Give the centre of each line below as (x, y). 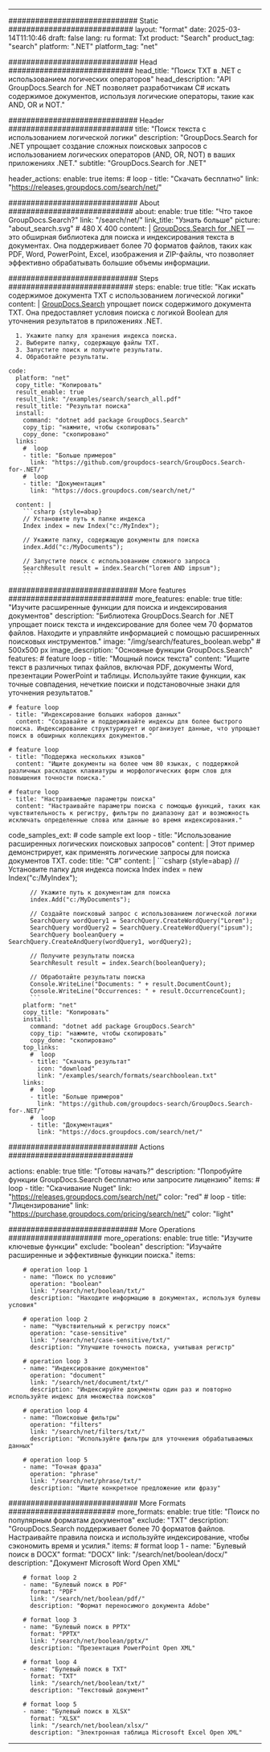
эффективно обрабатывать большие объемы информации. (109, 263)
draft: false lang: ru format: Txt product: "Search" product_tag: (151, 38)
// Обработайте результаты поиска (88, 977)
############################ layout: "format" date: (107, 29)
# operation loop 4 (55, 1411)
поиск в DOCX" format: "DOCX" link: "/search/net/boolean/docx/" (118, 1554)
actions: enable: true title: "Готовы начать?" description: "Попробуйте (125, 1171)
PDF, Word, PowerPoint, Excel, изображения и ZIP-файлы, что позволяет (131, 254)
